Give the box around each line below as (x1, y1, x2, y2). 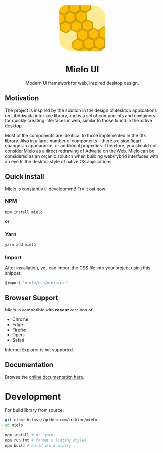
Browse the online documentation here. (5, 374, 85, 380)
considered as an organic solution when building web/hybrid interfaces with (5, 153, 158, 159)
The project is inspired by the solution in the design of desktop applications (5, 107, 157, 113)
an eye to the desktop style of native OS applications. (5, 158, 113, 164)
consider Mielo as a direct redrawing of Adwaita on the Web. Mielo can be (5, 148, 155, 154)
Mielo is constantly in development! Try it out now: (5, 186, 107, 191)
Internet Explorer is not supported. (5, 346, 74, 353)
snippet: (5, 270, 22, 276)
